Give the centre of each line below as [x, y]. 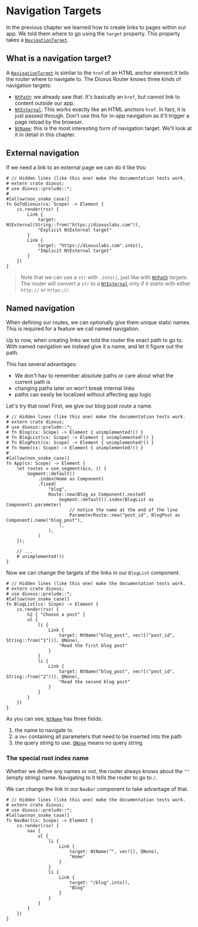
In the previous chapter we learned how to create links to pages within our [96, 27]
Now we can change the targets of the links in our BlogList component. [93, 573]
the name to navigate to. [44, 730]
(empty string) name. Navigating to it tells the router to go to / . [82, 777]
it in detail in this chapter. [45, 134]
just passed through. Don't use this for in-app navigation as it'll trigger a [102, 115]
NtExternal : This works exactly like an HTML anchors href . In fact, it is [100, 109]
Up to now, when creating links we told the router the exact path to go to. [95, 340]
